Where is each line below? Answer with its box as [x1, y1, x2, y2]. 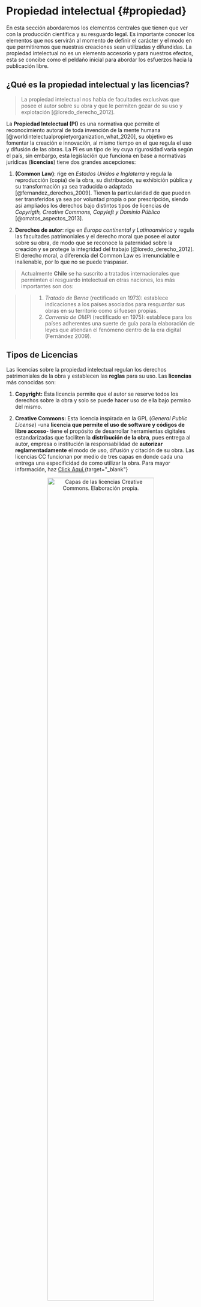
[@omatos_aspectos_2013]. [14, 214, 84, 222]
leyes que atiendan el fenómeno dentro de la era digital [44, 326, 181, 333]
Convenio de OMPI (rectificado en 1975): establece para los [44, 313, 192, 321]
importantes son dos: [20, 282, 74, 289]
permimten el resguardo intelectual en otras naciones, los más [20, 276, 175, 283]
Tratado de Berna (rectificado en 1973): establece [44, 294, 169, 301]
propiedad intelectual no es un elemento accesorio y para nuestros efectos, [6, 49, 193, 56]
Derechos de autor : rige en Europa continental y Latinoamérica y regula [14, 226, 194, 234]
